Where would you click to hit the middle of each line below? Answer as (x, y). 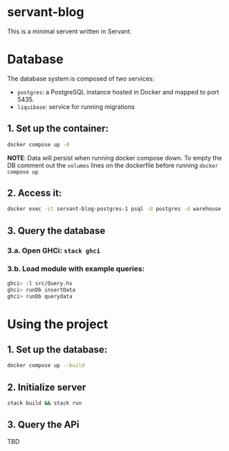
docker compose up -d (38, 144)
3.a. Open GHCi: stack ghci (54, 250)
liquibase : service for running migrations (76, 107)
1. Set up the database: (57, 350)
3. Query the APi (43, 425)
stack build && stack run (44, 403)
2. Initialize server (47, 387)
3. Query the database (56, 231)
